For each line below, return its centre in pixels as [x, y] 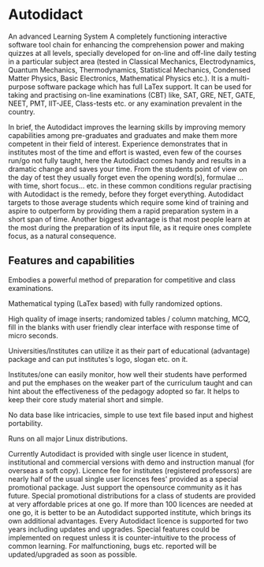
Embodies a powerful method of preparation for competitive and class [122, 280]
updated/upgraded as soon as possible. [73, 554]
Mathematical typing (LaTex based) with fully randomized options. [115, 303]
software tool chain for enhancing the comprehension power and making [126, 44]
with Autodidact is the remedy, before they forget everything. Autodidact [126, 194]
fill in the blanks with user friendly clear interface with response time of [124, 327]
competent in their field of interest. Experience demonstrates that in [118, 144]
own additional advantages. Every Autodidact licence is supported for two [128, 520]
